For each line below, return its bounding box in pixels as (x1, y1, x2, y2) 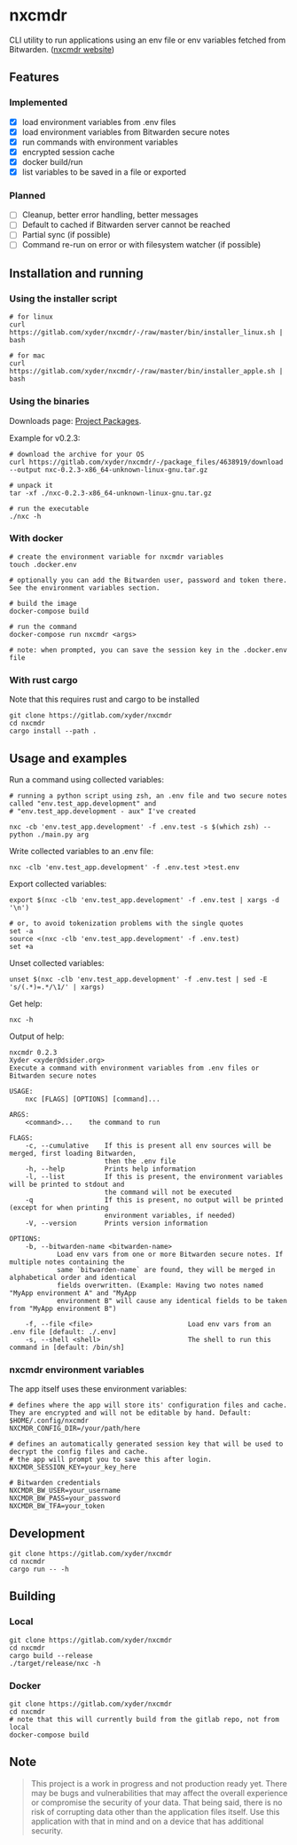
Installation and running (9, 265, 144, 280)
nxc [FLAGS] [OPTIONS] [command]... (25, 1095, 161, 1103)
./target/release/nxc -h (9, 1659, 101, 1668)
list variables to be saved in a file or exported (21, 166, 187, 177)
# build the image (9, 599, 77, 608)
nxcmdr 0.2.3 (9, 1048, 58, 1056)
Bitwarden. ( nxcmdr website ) (9, 43, 115, 54)
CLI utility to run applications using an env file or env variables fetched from (9, 35, 286, 45)
